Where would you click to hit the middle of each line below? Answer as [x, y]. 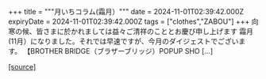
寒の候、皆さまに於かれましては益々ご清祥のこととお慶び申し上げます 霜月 [131, 31]
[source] [22, 67]
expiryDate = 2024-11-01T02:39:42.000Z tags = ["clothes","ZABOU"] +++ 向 [133, 21]
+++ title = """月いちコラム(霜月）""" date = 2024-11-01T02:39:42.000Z [126, 11]
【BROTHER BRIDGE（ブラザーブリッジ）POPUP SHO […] [118, 51]
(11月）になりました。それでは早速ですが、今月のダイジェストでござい [123, 41]
